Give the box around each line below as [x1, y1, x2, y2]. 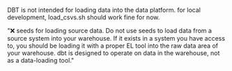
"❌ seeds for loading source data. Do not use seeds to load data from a [7, 27, 212, 34]
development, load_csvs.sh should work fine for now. [7, 13, 160, 21]
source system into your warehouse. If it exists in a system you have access [7, 34, 225, 42]
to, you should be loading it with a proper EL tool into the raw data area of [7, 41, 218, 50]
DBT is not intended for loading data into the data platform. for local [7, 6, 201, 14]
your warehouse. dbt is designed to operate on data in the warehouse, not [7, 49, 220, 57]
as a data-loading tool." [7, 57, 75, 64]
